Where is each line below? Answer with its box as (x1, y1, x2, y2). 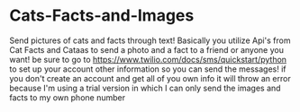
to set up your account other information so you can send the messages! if (9, 64, 286, 74)
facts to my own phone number (9, 91, 126, 103)
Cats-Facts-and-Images (9, 5, 195, 26)
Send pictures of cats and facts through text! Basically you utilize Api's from (9, 35, 291, 46)
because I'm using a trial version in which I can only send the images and (9, 82, 281, 93)
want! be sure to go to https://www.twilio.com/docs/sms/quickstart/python (9, 54, 286, 65)
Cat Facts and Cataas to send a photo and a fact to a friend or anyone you (9, 44, 284, 55)
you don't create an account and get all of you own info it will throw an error (9, 73, 291, 83)
